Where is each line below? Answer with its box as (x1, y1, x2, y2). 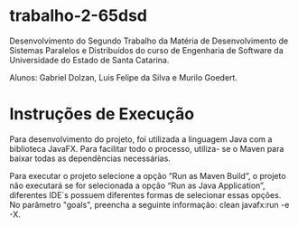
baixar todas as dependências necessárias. (9, 153, 172, 164)
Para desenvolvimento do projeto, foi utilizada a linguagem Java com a (9, 133, 273, 145)
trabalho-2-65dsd (9, 5, 147, 26)
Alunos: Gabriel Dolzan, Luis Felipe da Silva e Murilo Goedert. (9, 71, 237, 82)
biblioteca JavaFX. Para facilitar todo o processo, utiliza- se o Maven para (9, 143, 284, 154)
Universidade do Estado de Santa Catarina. (9, 54, 170, 65)
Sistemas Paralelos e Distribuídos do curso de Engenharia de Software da (9, 44, 284, 55)
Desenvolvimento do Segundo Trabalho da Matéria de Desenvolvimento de (9, 35, 289, 46)
